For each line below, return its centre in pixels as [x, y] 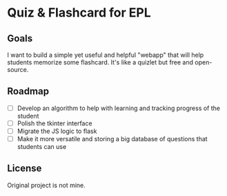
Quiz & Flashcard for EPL [79, 13]
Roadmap [28, 91]
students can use [42, 147]
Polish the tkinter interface [55, 123]
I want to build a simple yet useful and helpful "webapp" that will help [106, 55]
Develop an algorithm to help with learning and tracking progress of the [119, 108]
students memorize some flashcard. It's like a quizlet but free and [100, 62]
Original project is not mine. [47, 185]
